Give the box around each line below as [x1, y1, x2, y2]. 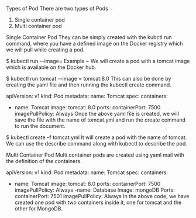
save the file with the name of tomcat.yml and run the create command [14, 116, 186, 123]
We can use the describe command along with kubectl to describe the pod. [6, 140, 187, 147]
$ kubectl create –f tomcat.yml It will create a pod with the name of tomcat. [6, 134, 187, 141]
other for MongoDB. [14, 205, 63, 212]
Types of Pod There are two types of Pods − [6, 5, 114, 12]
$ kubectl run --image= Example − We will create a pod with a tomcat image [6, 58, 190, 64]
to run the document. [14, 123, 66, 129]
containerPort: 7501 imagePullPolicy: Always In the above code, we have [14, 193, 190, 199]
